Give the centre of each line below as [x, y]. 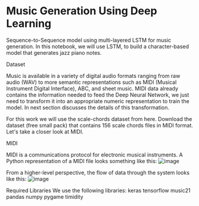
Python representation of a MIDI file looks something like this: [82, 161]
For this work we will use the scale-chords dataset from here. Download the [99, 119]
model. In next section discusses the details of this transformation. [88, 107]
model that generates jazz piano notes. [54, 52]
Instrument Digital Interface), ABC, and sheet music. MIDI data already [92, 88]
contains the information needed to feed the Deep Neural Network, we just [98, 95]
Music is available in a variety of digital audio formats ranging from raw [93, 76]
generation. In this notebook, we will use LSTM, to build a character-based [98, 46]
